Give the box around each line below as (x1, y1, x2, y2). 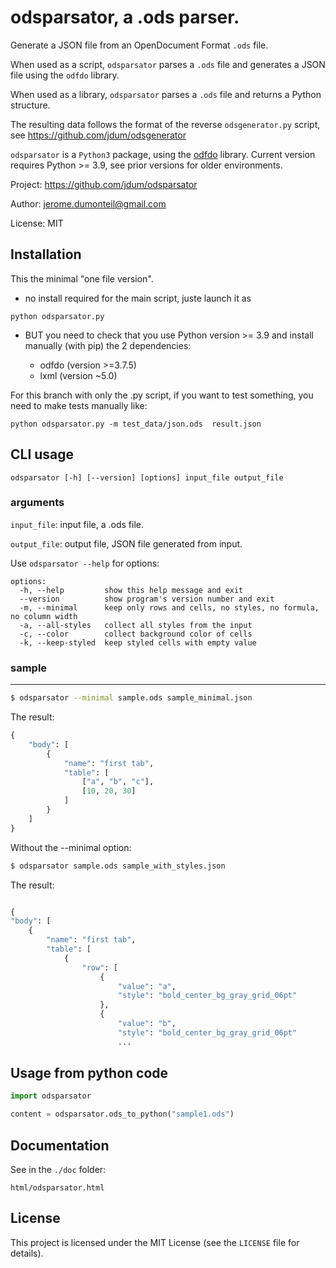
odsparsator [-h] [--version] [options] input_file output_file (10, 472, 284, 483)
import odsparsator (10, 1091, 92, 1101)
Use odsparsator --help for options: (10, 557, 160, 569)
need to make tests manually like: (10, 399, 148, 411)
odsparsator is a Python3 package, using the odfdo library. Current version (10, 148, 316, 160)
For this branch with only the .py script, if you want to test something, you (10, 389, 314, 401)
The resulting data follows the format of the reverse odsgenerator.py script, (10, 118, 321, 130)
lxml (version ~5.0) (39, 369, 118, 381)
